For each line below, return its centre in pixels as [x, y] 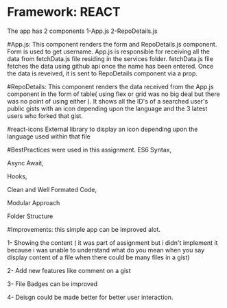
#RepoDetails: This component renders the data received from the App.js [110, 86]
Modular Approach [34, 202]
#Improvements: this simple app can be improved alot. [84, 229]
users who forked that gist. [45, 116]
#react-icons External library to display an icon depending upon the [103, 129]
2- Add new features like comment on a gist [69, 270]
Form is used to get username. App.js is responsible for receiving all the [109, 51]
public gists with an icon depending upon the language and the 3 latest [107, 108]
